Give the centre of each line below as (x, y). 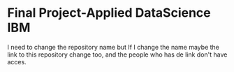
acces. (17, 62)
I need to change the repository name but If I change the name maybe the (114, 47)
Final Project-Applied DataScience (109, 13)
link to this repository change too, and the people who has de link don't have (117, 55)
